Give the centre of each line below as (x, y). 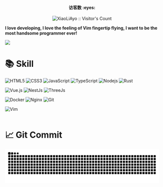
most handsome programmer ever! (41, 33)
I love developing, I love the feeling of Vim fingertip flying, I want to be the (81, 28)
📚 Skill (20, 64)
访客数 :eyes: (82, 7)
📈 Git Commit (34, 135)
